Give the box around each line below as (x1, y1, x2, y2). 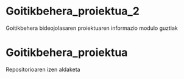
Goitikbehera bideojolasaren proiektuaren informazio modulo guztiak (5, 24, 178, 32)
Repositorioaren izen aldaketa (5, 66, 80, 73)
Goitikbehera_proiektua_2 (5, 4, 140, 18)
